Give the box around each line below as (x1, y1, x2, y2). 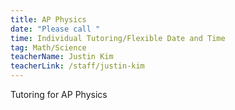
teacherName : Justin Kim (10, 52, 114, 62)
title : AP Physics (10, 14, 87, 25)
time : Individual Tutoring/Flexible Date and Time (10, 33, 226, 43)
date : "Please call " (10, 24, 101, 34)
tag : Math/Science (10, 42, 87, 53)
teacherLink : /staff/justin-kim (10, 61, 145, 71)
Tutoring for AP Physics (10, 89, 108, 100)
